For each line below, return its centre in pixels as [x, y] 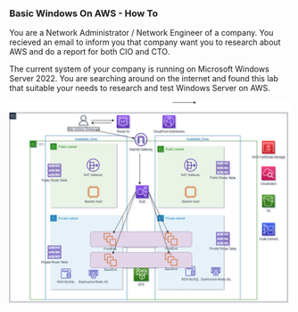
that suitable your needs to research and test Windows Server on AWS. [140, 89]
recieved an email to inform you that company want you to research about [145, 42]
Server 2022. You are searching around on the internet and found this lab [144, 79]
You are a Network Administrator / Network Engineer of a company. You [141, 33]
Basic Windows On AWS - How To [84, 13]
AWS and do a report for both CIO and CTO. [90, 52]
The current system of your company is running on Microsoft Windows [139, 69]
